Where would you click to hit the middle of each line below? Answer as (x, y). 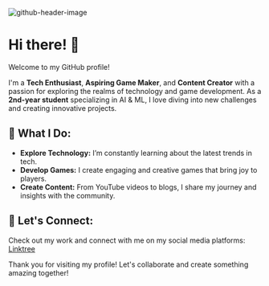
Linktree (22, 248)
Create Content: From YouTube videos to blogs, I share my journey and (138, 187)
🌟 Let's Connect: (51, 221)
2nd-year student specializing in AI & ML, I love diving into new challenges (132, 100)
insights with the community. (67, 195)
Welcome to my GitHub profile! (59, 67)
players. (33, 178)
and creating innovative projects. (63, 108)
